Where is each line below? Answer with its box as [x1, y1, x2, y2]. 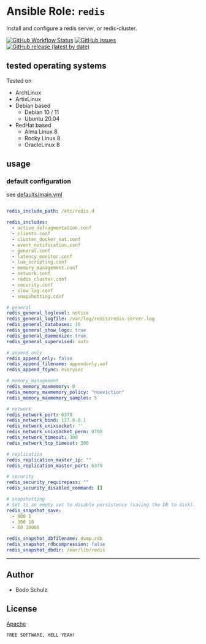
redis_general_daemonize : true [6, 333, 86, 339]
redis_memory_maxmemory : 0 [6, 384, 75, 390]
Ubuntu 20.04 [24, 115, 60, 122]
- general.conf [12, 248, 51, 254]
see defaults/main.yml [6, 191, 63, 199]
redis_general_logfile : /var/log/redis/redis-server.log [6, 316, 155, 322]
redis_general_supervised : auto [6, 338, 89, 344]
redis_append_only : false [6, 355, 72, 362]
